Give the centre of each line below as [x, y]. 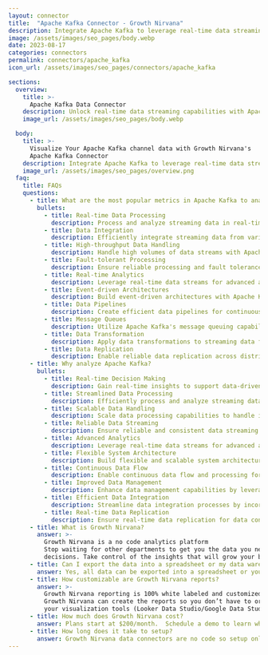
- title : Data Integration [89, 230]
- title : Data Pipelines [85, 304]
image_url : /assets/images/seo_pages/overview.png [108, 171]
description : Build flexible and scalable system [135, 460]
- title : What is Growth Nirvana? [87, 527]
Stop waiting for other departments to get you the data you [147, 550]
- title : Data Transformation [94, 334]
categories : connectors [48, 53]
